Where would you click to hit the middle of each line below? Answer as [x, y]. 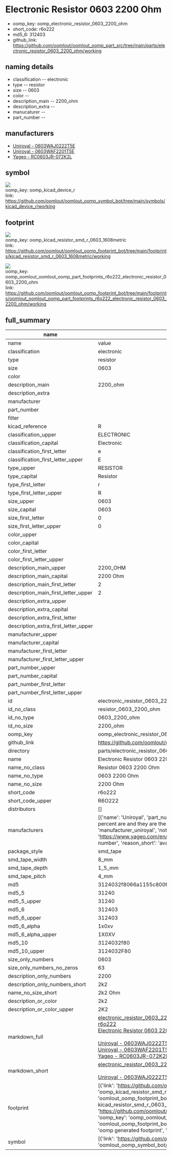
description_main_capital [38, 576]
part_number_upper [32, 668]
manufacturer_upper [33, 634]
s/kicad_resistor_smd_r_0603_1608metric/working [58, 256]
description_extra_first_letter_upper [50, 626]
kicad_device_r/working [30, 206]
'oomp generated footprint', [131, 1130]
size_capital [22, 509]
